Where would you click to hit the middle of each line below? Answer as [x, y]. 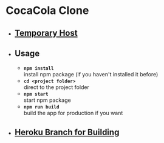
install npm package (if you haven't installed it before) [91, 75]
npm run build [41, 107]
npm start [36, 95]
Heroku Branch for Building [67, 132]
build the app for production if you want [73, 113]
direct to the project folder [56, 87]
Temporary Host [46, 33]
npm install [39, 68]
